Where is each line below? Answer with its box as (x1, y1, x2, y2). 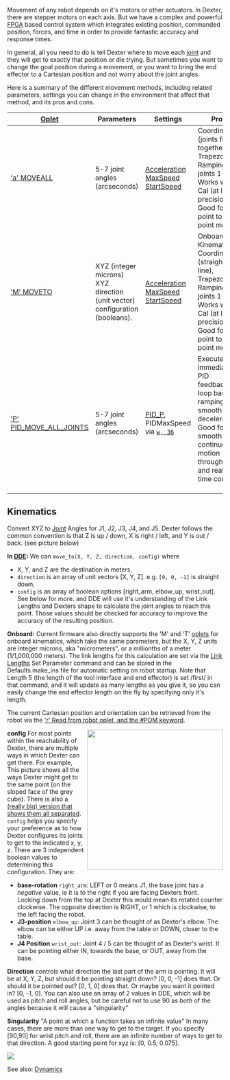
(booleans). (95, 313, 133, 322)
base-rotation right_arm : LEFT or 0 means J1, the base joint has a (16, 881, 204, 889)
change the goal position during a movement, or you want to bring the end (7, 63, 217, 71)
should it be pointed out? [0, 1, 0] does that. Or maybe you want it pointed (7, 981, 215, 990)
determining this (7, 860, 53, 869)
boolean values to (7, 853, 57, 861)
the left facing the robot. (16, 910, 86, 918)
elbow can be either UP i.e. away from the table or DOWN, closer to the (16, 924, 219, 932)
